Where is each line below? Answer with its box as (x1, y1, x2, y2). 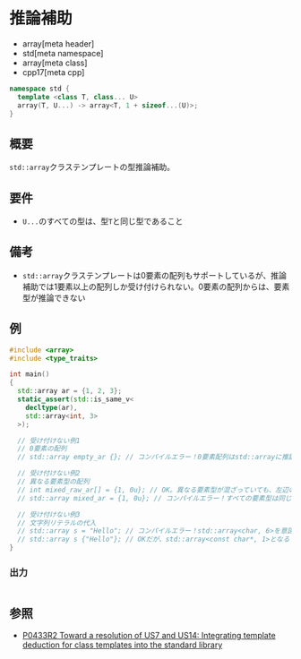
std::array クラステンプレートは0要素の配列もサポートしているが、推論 (21, 270, 287, 280)
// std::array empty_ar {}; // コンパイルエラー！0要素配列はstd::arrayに (17, 453, 282, 462)
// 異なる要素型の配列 (17, 477, 90, 486)
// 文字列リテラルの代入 (17, 518, 97, 527)
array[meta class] (21, 57, 88, 68)
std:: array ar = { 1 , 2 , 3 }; (17, 387, 123, 396)
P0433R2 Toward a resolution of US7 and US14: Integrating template (21, 630, 276, 641)
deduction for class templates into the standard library (21, 639, 223, 650)
